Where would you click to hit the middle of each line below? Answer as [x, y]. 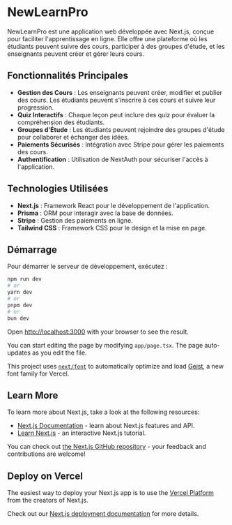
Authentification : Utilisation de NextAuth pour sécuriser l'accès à [113, 159]
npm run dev [24, 279]
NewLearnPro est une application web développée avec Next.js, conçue [111, 31]
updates [19, 353]
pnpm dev [20, 305]
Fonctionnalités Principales [68, 76]
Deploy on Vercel [45, 476]
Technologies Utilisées [58, 189]
